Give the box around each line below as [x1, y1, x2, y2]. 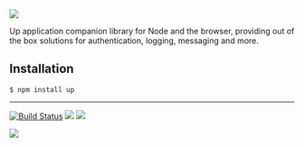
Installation [9, 61, 74, 77]
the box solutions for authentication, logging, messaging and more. [9, 35, 260, 46]
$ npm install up [9, 85, 75, 94]
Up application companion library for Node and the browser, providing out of [9, 26, 295, 36]
